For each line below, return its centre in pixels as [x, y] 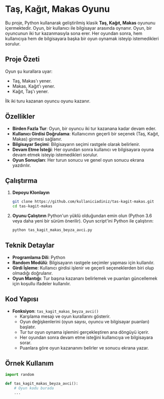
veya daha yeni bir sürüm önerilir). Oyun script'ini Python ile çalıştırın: [83, 221]
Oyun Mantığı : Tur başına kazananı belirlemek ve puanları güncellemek [85, 278]
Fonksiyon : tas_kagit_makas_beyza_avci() [55, 311]
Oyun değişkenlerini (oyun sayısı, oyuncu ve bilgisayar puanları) [84, 321]
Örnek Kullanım [29, 364]
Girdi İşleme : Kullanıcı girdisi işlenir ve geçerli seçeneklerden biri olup [83, 267]
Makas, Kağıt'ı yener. [34, 86]
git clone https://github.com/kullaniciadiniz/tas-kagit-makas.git [83, 202]
